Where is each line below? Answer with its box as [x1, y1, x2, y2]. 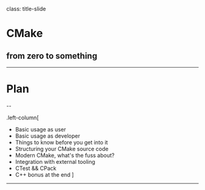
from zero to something [6, 51, 98, 61]
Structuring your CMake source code [15, 145, 109, 152]
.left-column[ [6, 114, 39, 121]
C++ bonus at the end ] [15, 171, 74, 178]
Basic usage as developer [15, 132, 81, 139]
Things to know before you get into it [15, 138, 108, 146]
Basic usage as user [15, 125, 67, 133]
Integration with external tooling [15, 158, 96, 165]
